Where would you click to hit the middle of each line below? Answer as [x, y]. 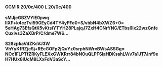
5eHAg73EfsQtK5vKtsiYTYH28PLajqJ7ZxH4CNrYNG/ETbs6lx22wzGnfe [81, 28]
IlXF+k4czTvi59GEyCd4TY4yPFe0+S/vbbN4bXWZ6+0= [65, 23]
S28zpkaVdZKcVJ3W [28, 44]
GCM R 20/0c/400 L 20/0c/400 [38, 7]
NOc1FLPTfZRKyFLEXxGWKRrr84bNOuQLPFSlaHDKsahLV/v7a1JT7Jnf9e [82, 54]
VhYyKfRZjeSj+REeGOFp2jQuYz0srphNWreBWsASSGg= [65, 49]
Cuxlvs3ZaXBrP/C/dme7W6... [37, 33]
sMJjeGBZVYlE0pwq [27, 18]
